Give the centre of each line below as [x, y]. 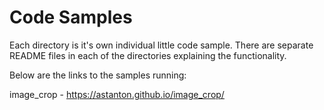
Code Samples [71, 17]
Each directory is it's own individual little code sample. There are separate [161, 45]
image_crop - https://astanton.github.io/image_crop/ [117, 94]
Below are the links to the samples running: [98, 75]
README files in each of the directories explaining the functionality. [148, 55]
